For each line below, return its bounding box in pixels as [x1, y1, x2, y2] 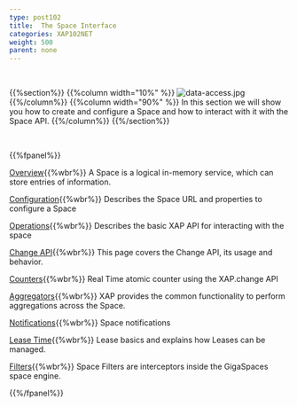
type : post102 [9, 12, 62, 22]
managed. [9, 344, 46, 355]
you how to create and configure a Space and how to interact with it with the [9, 106, 289, 117]
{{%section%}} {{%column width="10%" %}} [9, 88, 176, 98]
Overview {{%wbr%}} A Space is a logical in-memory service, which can [9, 168, 274, 178]
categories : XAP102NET [9, 29, 93, 38]
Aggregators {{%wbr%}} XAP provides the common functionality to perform [9, 291, 285, 301]
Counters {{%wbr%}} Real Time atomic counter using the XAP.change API [9, 274, 279, 285]
